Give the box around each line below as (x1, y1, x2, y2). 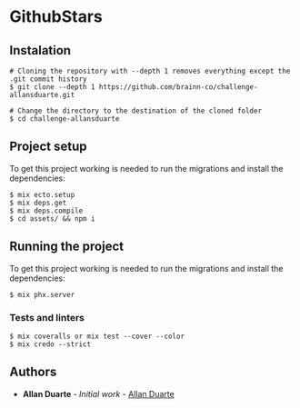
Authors (9, 364, 57, 380)
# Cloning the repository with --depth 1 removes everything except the (9, 66, 291, 75)
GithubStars (9, 6, 103, 27)
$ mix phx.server (9, 290, 75, 299)
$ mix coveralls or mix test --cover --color (9, 332, 185, 341)
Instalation (9, 43, 71, 58)
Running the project (9, 239, 125, 254)
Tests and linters (9, 311, 85, 323)
